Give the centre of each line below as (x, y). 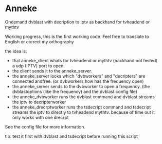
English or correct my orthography (40, 41)
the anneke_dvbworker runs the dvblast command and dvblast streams (83, 97)
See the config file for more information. (45, 126)
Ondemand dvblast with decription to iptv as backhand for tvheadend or (77, 22)
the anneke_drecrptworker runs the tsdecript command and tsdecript (81, 107)
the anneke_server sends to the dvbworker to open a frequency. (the (81, 86)
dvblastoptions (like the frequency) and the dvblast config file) (75, 91)
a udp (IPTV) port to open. (38, 66)
